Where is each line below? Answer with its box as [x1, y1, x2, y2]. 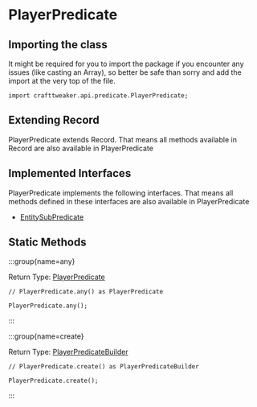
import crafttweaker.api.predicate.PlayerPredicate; [8, 92, 189, 100]
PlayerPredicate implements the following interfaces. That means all [8, 187, 234, 198]
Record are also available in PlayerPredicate [8, 143, 154, 153]
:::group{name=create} [8, 331, 84, 341]
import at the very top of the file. [8, 76, 116, 85]
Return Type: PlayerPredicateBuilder [8, 347, 128, 357]
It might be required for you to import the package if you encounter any [8, 59, 244, 68]
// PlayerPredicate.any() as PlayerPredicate [8, 288, 163, 296]
